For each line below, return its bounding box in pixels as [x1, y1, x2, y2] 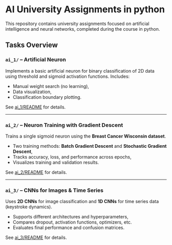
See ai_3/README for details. [5, 234, 67, 241]
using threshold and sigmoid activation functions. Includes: [5, 73, 130, 79]
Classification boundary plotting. [12, 94, 82, 100]
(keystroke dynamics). [5, 204, 52, 210]
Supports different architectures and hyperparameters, [12, 214, 129, 220]
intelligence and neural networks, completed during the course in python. [5, 26, 160, 32]
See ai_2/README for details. [5, 169, 68, 175]
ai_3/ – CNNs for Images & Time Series [5, 187, 104, 194]
